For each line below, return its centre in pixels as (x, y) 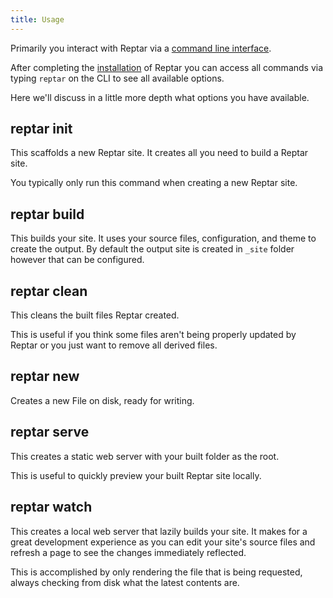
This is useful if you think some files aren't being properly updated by (153, 335)
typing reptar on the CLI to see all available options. (117, 78)
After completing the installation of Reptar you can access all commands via (167, 67)
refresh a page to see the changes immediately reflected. (128, 552)
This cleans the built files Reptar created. (95, 315)
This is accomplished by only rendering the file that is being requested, (156, 572)
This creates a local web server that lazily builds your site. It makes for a (159, 531)
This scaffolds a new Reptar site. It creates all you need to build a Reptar (159, 153)
